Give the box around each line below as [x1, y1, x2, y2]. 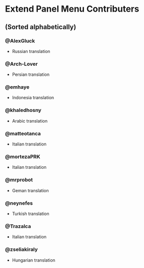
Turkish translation [12, 211, 49, 216]
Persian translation [12, 71, 50, 77]
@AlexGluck [5, 37, 35, 44]
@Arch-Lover [5, 60, 38, 67]
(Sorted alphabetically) [5, 23, 77, 31]
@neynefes [5, 199, 33, 206]
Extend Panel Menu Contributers [5, 3, 140, 15]
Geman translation [12, 187, 49, 193]
